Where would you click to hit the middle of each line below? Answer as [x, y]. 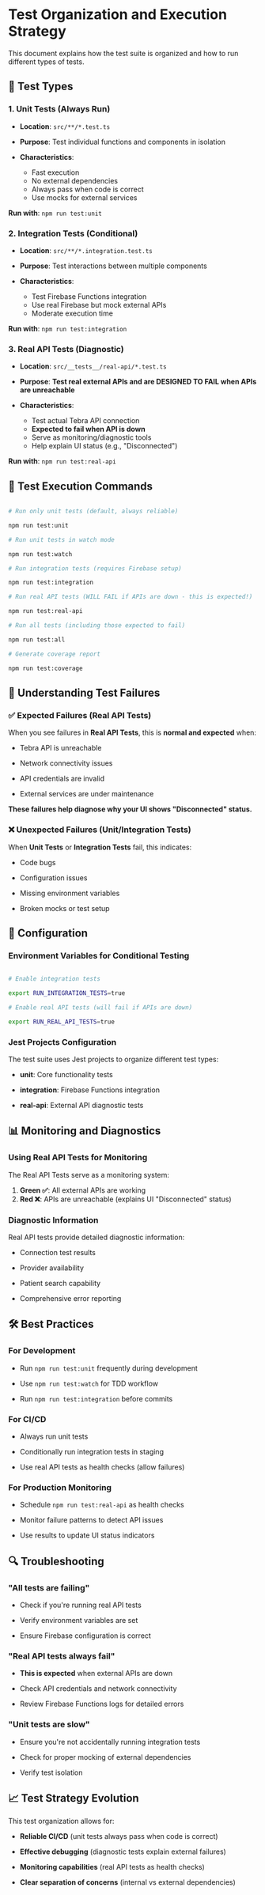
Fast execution [55, 172]
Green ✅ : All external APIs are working [83, 1190]
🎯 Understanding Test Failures [84, 692]
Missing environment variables [70, 893]
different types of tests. [46, 62]
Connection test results [58, 1252]
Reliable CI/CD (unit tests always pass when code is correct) [119, 1836]
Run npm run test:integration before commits [96, 1398]
